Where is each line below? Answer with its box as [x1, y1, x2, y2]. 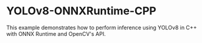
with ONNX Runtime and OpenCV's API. [6, 30, 106, 37]
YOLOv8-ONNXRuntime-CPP [6, 4, 156, 18]
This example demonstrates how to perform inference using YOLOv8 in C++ [6, 24, 197, 31]
